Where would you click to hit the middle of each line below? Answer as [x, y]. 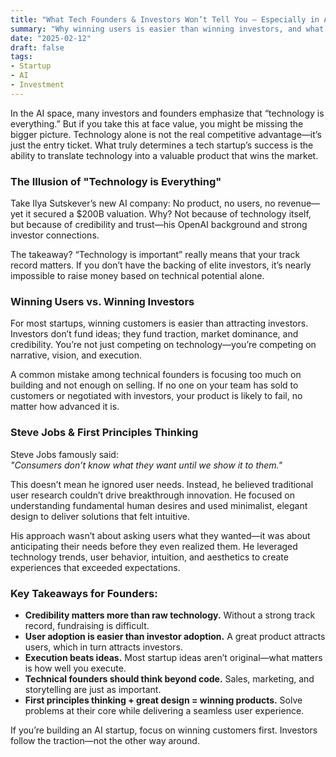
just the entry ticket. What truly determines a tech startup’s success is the [162, 145]
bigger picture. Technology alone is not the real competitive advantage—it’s [166, 134]
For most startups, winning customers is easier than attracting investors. [159, 323]
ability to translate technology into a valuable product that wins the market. [164, 155]
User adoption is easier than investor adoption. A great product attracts [175, 636]
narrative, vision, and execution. [76, 355]
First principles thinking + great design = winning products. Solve [163, 700]
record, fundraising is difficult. [87, 625]
